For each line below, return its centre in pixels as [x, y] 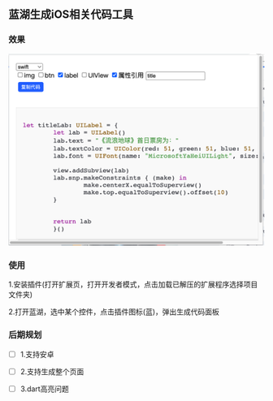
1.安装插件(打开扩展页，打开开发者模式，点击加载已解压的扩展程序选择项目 [133, 285]
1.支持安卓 [37, 354]
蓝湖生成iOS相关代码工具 [71, 15]
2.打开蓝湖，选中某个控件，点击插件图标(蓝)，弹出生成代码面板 [114, 312]
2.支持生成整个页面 [52, 371]
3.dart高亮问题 [44, 389]
